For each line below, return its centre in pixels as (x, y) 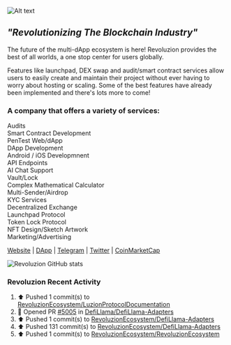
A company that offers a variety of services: (84, 110)
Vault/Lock (23, 178)
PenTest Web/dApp (35, 141)
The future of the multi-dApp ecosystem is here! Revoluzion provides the (112, 49)
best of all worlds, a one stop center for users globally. (85, 56)
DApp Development (35, 148)
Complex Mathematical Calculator (56, 185)
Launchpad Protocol (36, 215)
